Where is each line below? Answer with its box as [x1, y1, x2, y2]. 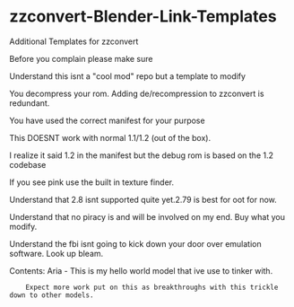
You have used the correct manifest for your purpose [9, 115, 205, 126]
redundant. [9, 97, 50, 109]
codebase [9, 159, 47, 170]
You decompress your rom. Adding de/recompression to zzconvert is [9, 88, 264, 99]
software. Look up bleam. [9, 248, 104, 259]
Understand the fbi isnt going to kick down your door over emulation [9, 238, 262, 249]
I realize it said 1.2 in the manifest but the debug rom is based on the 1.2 [9, 150, 273, 161]
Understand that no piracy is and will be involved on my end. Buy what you [9, 211, 285, 222]
